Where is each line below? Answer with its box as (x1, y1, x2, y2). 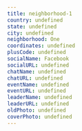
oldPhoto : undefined (7, 107, 67, 114)
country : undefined (7, 17, 63, 24)
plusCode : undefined (7, 49, 67, 56)
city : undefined (7, 29, 54, 37)
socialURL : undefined (7, 62, 70, 69)
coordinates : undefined (7, 42, 76, 49)
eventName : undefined (7, 81, 70, 88)
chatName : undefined (7, 68, 67, 75)
